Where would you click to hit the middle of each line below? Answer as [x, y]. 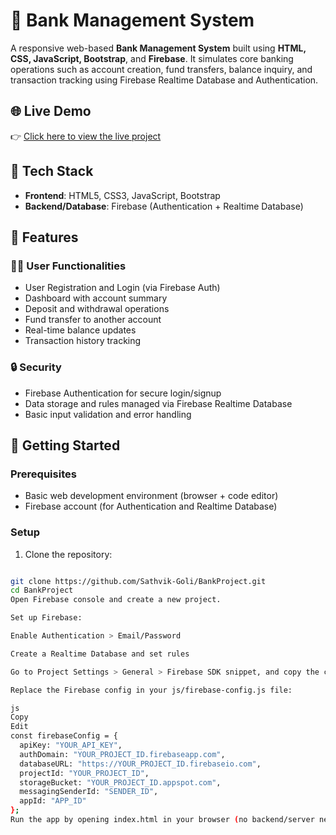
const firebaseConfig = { [64, 736]
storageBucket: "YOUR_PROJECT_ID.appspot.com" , [120, 782]
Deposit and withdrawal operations [97, 309]
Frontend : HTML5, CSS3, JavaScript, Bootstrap [122, 195]
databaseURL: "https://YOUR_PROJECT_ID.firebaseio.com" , [140, 764]
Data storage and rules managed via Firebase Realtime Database [158, 403]
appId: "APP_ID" [53, 801]
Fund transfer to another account [93, 320]
